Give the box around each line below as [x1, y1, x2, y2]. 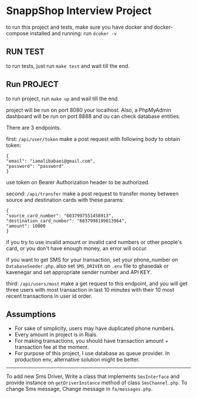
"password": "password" [6, 163, 64, 169]
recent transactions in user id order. [6, 292, 93, 299]
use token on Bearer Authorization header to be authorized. [6, 178, 150, 185]
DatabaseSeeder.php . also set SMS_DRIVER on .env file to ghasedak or [6, 262, 169, 269]
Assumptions [6, 309, 56, 319]
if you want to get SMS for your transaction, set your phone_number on [6, 256, 178, 263]
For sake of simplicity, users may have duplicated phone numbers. [14, 325, 175, 332]
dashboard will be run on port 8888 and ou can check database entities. [6, 113, 181, 120]
